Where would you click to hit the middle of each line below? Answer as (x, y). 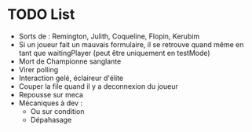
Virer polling (38, 69)
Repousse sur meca (51, 94)
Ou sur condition (57, 111)
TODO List (41, 15)
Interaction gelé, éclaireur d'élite (71, 78)
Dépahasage (51, 119)
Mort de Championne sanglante (70, 61)
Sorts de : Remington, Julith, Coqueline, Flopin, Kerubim (109, 36)
